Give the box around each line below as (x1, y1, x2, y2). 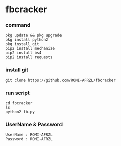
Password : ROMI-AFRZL (5, 137, 53, 142)
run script (5, 89, 30, 96)
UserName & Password (5, 121, 63, 128)
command (5, 22, 31, 29)
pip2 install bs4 (5, 50, 42, 56)
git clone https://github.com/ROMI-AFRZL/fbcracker (5, 78, 116, 83)
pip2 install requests (5, 55, 53, 60)
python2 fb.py (5, 109, 35, 115)
